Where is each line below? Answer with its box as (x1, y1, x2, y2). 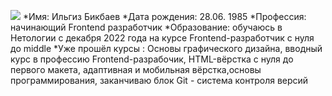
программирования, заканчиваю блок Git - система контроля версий (10, 75, 309, 86)
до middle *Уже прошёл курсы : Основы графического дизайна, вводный (10, 43, 323, 54)
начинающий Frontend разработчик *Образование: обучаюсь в (10, 21, 283, 33)
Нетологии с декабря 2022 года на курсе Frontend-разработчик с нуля (10, 32, 315, 44)
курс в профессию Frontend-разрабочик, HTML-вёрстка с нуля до (10, 53, 294, 65)
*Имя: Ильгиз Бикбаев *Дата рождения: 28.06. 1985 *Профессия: (22, 11, 307, 22)
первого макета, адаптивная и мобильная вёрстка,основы (10, 64, 262, 75)
